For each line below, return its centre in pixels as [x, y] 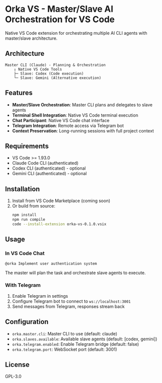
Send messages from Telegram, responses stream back [68, 306]
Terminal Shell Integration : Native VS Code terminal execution [75, 115]
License [17, 365]
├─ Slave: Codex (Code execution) [49, 74]
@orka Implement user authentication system [51, 263]
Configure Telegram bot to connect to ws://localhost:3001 [71, 301]
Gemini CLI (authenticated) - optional [49, 174]
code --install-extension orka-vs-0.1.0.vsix [59, 224]
